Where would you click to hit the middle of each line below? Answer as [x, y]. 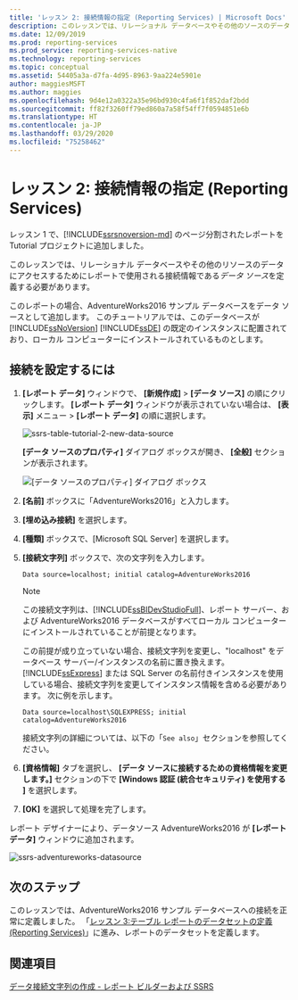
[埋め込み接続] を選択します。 [77, 519]
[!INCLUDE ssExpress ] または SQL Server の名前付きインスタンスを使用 [153, 673]
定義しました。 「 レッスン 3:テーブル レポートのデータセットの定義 [149, 921]
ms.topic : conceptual [50, 68]
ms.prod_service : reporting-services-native [93, 51]
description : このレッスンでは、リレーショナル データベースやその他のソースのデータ [150, 26]
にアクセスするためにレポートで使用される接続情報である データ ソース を [143, 275]
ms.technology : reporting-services [75, 59]
